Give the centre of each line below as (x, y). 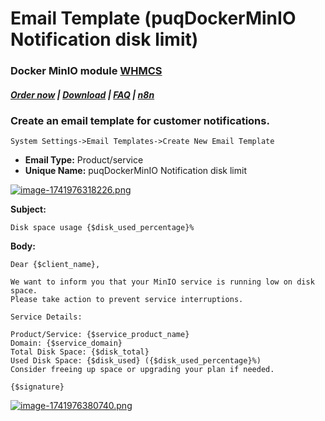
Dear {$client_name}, (55, 265)
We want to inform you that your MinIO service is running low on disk (162, 282)
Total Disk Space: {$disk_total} (80, 352)
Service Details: (46, 317)
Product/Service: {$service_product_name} (100, 335)
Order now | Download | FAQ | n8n (82, 94)
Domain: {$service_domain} (66, 343)
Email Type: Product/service (84, 160)
